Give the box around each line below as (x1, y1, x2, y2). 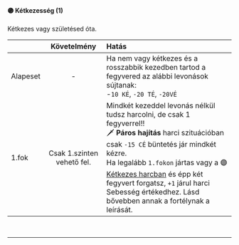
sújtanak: (106, 80, 137, 90)
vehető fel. (55, 157, 91, 167)
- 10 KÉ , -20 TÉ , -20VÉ (106, 89, 178, 99)
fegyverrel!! (106, 118, 145, 128)
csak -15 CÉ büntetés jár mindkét (106, 140, 217, 150)
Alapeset (11, 71, 41, 81)
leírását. (106, 205, 133, 215)
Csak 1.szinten (48, 148, 98, 158)
